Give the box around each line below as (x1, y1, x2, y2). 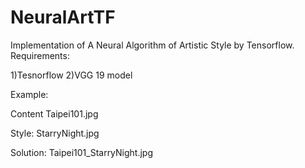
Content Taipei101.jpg (10, 107, 99, 120)
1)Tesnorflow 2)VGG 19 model (10, 69, 133, 81)
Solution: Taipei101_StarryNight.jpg (10, 146, 154, 158)
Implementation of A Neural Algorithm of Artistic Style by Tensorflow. (10, 39, 295, 51)
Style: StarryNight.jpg (10, 127, 100, 139)
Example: (10, 88, 49, 100)
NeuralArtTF (10, 6, 116, 29)
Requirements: (10, 49, 70, 61)
